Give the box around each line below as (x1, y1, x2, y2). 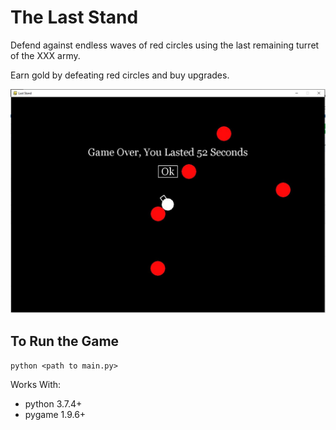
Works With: (10, 379, 62, 391)
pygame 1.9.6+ (24, 409, 87, 421)
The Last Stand (10, 6, 139, 29)
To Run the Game (10, 332, 120, 350)
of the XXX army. (10, 49, 81, 61)
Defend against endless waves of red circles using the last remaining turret (10, 39, 320, 51)
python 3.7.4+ (24, 398, 83, 410)
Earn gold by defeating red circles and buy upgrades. (10, 69, 230, 81)
